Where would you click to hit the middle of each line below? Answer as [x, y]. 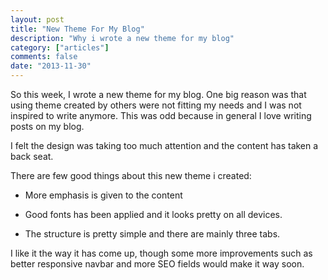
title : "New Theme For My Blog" [77, 29]
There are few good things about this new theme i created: [131, 175]
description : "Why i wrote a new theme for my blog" [122, 38]
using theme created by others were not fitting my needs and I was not [156, 105]
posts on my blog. [47, 126]
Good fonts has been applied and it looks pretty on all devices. [153, 214]
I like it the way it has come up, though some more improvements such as [161, 253]
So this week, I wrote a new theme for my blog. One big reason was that [158, 94]
